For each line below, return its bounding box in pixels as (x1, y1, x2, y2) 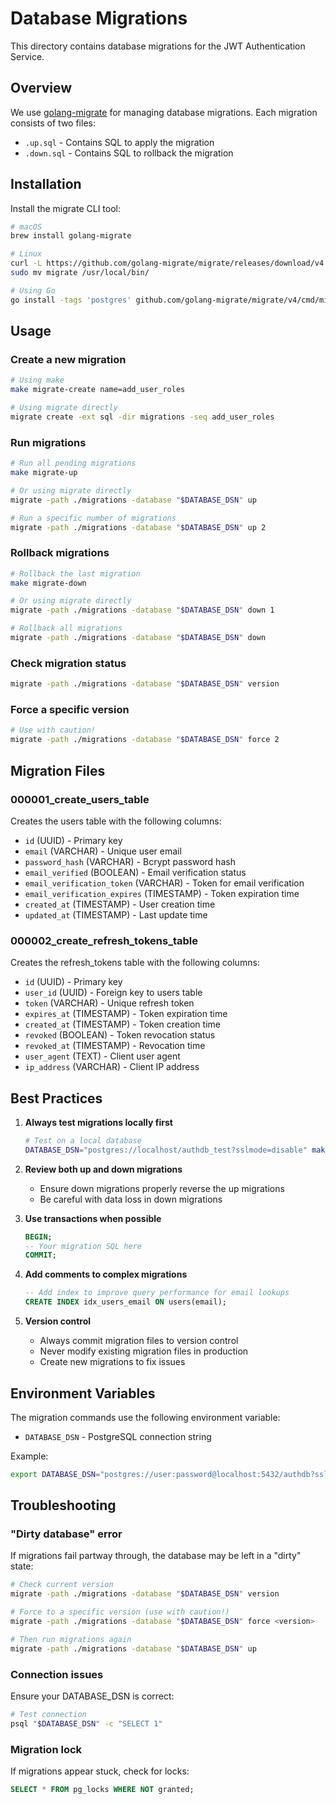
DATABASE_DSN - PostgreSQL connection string (24, 1430, 212, 1442)
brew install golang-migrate (10, 231, 132, 241)
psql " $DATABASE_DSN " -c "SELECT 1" (10, 1718, 163, 1729)
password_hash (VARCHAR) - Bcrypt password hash (24, 855, 236, 867)
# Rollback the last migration (10, 568, 141, 579)
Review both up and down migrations (24, 1163, 183, 1175)
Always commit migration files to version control (39, 1335, 239, 1347)
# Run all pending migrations (10, 458, 137, 469)
